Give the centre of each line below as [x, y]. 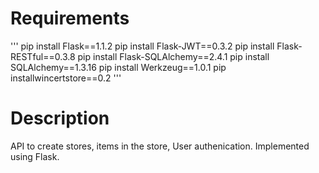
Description [60, 118]
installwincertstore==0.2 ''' [66, 78]
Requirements [70, 18]
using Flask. [35, 156]
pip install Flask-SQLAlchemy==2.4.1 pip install [173, 56]
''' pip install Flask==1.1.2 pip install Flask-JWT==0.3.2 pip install [142, 46]
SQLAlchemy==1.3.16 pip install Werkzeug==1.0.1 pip [118, 67]
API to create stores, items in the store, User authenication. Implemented [160, 146]
